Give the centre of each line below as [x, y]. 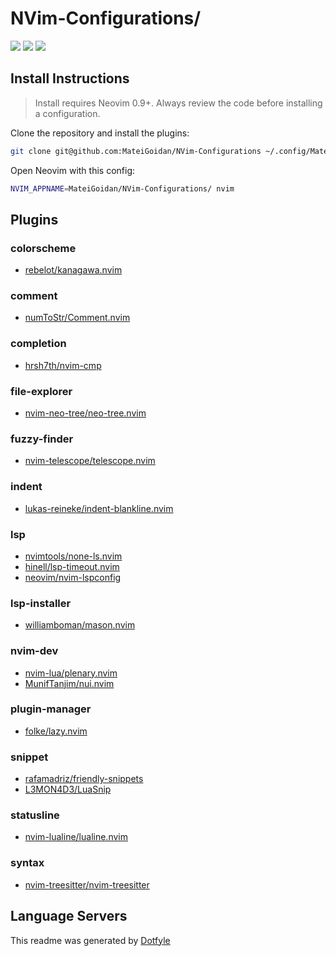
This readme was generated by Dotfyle [90, 940]
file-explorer [41, 391]
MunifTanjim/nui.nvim [69, 683]
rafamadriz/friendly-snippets [84, 779]
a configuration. [67, 113]
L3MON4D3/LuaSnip [68, 789]
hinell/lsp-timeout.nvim [72, 566]
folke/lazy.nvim [56, 731]
